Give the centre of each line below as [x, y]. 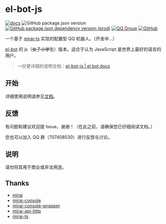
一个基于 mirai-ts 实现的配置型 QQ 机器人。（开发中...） [61, 38]
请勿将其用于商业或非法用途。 [36, 167]
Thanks [17, 183]
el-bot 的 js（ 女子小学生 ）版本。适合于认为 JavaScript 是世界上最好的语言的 [83, 49]
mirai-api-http [27, 211]
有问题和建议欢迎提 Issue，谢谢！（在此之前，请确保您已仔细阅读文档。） [80, 126]
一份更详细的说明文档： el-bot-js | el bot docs [64, 66]
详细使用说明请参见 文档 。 [31, 96]
